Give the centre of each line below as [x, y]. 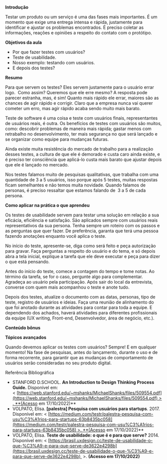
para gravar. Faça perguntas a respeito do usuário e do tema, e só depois [80, 251]
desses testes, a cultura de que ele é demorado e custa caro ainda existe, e [83, 154]
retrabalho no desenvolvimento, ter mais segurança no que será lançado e [81, 134]
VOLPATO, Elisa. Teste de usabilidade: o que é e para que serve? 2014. [86, 435]
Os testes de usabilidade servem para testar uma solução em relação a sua [82, 215]
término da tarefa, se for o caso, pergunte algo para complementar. [74, 277]
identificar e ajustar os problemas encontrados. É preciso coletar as [75, 27]
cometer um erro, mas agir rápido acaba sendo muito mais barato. [73, 108]
